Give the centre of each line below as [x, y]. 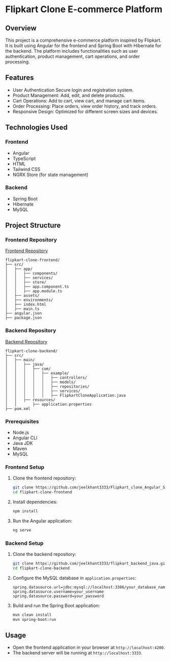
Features [20, 78]
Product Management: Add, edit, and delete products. [69, 95]
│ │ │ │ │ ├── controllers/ [46, 377]
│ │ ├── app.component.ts [37, 287]
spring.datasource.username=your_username [58, 592]
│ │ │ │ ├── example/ [37, 373]
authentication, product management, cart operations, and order [73, 56]
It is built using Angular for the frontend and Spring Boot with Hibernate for [83, 46]
